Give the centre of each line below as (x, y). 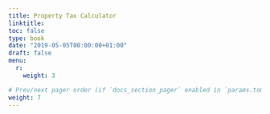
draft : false (30, 53)
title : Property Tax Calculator (62, 16)
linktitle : (27, 23)
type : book (27, 38)
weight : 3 (39, 75)
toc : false (27, 31)
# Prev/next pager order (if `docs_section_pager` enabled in (115, 90)
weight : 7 (25, 97)
